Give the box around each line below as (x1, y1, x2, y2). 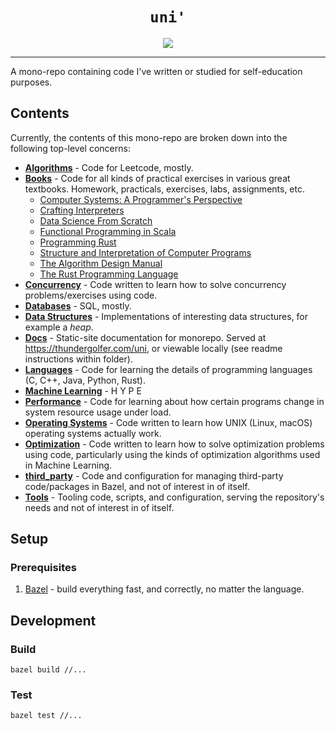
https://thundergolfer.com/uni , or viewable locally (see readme (24, 342, 283, 354)
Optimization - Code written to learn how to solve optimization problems (24, 438, 325, 450)
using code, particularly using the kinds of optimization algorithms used (24, 448, 321, 460)
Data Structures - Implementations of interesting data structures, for (24, 310, 309, 322)
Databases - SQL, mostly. (24, 299, 132, 312)
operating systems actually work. (24, 427, 162, 439)
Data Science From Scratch (39, 214, 153, 227)
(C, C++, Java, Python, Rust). (24, 374, 147, 386)
